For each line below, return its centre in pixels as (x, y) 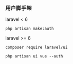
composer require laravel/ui (36, 47)
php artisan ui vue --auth (34, 56)
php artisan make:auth (30, 29)
